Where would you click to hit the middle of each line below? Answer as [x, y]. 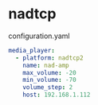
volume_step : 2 [48, 87]
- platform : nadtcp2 [49, 58]
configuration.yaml [39, 36]
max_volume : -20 [50, 72]
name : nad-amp [46, 65]
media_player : [32, 50]
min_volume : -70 [50, 80]
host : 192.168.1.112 [57, 95]
